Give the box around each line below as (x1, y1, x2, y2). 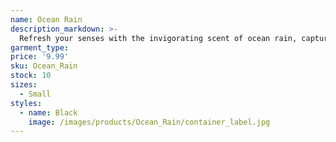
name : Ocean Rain (10, 14, 83, 25)
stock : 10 (10, 71, 52, 81)
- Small (19, 89, 52, 99)
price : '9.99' (10, 52, 70, 62)
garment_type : (10, 42, 70, 53)
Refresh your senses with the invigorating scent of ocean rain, (19, 33, 298, 43)
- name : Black (19, 107, 78, 118)
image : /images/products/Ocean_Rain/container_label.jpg (28, 117, 271, 127)
